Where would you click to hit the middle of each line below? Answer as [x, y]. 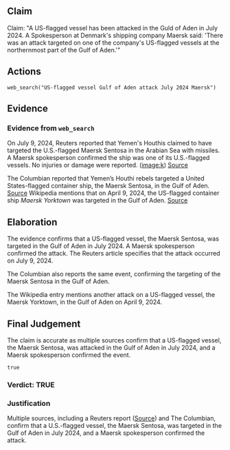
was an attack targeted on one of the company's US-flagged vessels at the [113, 42]
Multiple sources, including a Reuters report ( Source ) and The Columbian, [112, 418]
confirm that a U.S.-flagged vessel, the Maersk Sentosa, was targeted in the [114, 426]
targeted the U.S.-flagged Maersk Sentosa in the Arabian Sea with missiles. [114, 150]
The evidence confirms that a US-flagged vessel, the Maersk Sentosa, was [113, 239]
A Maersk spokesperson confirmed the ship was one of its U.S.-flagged [108, 158]
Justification [29, 403]
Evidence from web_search [51, 128]
